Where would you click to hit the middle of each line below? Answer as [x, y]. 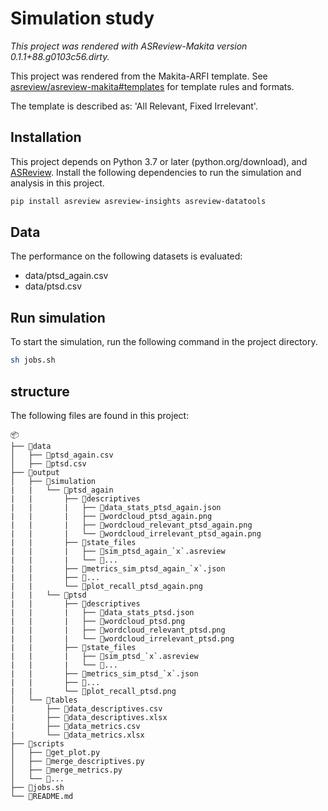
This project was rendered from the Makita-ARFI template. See [139, 76]
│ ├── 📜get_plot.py [55, 752]
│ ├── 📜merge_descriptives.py [77, 761]
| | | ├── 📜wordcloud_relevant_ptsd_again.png [131, 525]
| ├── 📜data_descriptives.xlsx [89, 717]
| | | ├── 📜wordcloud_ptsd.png [98, 621]
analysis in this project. [57, 183]
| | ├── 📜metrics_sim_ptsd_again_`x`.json [118, 568]
